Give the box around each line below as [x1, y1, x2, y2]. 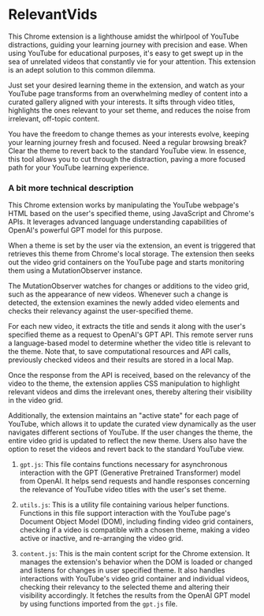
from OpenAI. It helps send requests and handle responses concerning [19, 476, 251, 486]
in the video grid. [8, 396, 63, 405]
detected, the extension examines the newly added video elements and [8, 298, 240, 308]
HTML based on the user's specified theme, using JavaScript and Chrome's [8, 209, 255, 218]
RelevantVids [8, 6, 98, 24]
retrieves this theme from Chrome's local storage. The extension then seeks [8, 249, 255, 259]
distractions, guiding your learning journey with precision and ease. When [8, 39, 248, 49]
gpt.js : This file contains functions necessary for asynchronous [19, 460, 229, 469]
